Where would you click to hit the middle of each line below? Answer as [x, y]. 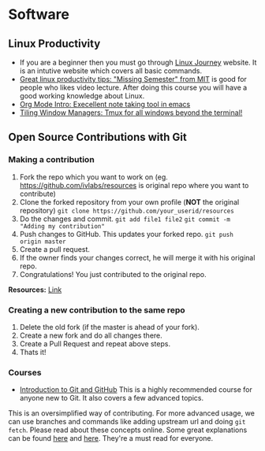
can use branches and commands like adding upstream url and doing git [127, 422]
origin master [43, 242]
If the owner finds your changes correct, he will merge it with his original [137, 257]
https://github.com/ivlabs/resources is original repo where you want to [134, 185]
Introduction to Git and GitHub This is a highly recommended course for [136, 390]
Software [39, 15]
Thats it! [33, 352]
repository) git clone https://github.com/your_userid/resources [127, 210]
